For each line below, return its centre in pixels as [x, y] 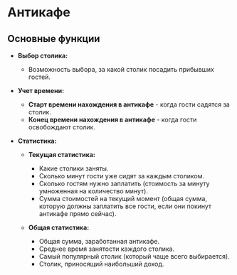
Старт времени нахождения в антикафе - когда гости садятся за [129, 104]
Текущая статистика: [62, 155]
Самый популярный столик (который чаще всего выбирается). [134, 256]
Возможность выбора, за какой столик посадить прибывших [121, 69]
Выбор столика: [43, 55]
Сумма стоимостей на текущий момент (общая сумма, [123, 199]
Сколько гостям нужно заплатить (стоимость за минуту [124, 183]
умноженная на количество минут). [93, 191]
